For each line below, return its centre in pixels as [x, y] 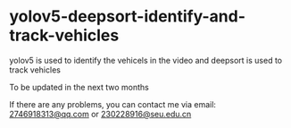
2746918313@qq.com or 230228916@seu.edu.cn [100, 114]
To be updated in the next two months [79, 87]
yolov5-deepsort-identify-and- [128, 17]
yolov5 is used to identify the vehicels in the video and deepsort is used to [146, 60]
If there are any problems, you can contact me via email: [113, 104]
